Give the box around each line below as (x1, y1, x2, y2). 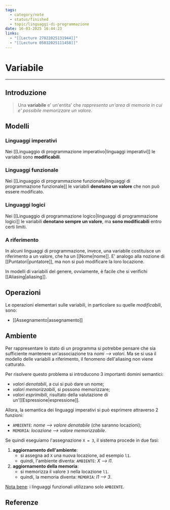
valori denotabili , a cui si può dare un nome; (12, 380, 105, 387)
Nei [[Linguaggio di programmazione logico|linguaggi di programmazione (5, 213, 158, 219)
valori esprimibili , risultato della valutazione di (12, 392, 108, 398)
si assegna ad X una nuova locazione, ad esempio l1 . (20, 452, 131, 458)
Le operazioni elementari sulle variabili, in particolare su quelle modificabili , (5, 302, 162, 308)
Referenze (5, 498, 39, 507)
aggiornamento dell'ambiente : (12, 447, 78, 453)
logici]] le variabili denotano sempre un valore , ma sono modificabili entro (5, 218, 162, 224)
